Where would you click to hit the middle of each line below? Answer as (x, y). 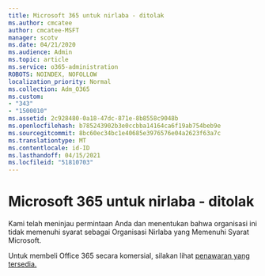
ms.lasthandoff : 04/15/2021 (55, 155)
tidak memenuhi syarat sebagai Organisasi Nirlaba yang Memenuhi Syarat (129, 232)
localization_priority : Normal (60, 81)
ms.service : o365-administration (63, 67)
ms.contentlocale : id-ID (49, 148)
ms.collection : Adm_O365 (49, 89)
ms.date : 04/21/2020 (42, 45)
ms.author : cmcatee (40, 23)
